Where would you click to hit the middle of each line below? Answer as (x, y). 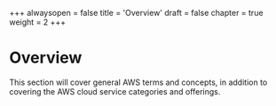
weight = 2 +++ (38, 22)
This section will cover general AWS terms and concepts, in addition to (138, 82)
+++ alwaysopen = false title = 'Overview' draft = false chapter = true (136, 13)
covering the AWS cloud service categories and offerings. (115, 91)
